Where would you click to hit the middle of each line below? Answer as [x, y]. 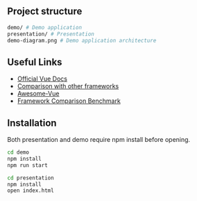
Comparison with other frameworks [68, 86]
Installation [32, 123]
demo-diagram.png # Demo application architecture [82, 40]
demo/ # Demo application [44, 27]
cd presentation [31, 178]
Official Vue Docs [42, 79]
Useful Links [35, 62]
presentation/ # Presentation [51, 34]
